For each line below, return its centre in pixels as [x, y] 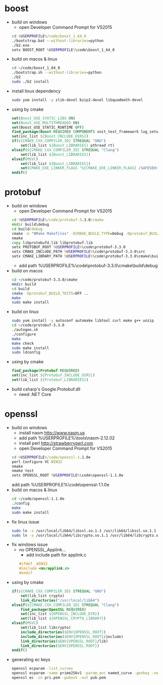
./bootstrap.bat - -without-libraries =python [58, 41]
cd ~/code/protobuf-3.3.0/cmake [44, 280]
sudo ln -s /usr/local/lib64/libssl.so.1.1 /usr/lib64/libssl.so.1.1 [84, 531]
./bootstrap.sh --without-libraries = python [57, 73]
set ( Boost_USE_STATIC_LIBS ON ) [43, 118]
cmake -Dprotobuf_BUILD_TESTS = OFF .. [50, 293]
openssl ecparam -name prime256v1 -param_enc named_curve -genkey [81, 673]
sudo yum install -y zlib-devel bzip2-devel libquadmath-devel [77, 100]
